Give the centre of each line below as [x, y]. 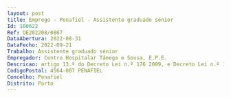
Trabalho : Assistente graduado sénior [63, 52]
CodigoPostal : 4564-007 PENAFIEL [55, 70]
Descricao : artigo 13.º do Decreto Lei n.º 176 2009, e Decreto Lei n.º [113, 64]
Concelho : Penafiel [35, 77]
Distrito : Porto [30, 83]
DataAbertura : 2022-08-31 [44, 39]
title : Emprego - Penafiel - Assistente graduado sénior [90, 20]
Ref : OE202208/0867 [35, 32]
